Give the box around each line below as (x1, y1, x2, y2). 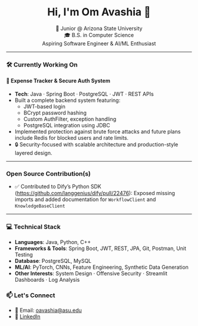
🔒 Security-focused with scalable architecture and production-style (14, 141, 179, 148)
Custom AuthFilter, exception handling (23, 116, 117, 123)
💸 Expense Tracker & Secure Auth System (6, 77, 111, 84)
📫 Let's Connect (6, 291, 55, 299)
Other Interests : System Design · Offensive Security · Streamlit (14, 269, 168, 276)
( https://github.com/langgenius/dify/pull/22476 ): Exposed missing (14, 190, 176, 197)
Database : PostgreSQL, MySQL (14, 257, 92, 264)
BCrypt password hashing (23, 109, 87, 117)
